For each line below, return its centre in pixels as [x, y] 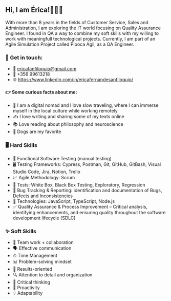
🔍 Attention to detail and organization [52, 275]
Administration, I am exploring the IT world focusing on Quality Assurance [83, 28]
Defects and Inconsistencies [43, 196]
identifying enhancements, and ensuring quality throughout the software [89, 212]
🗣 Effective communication [42, 248]
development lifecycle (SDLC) [44, 218]
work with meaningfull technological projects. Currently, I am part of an [80, 39]
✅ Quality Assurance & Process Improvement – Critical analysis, [80, 206]
